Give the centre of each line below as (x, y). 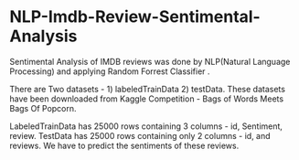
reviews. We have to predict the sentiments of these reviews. (124, 145)
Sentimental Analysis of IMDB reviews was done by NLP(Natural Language (150, 61)
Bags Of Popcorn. (43, 108)
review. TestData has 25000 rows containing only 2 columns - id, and (140, 135)
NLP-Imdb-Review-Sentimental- (135, 17)
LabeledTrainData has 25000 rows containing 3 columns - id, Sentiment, (146, 126)
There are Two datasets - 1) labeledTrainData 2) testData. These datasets (148, 89)
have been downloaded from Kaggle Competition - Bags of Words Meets (147, 99)
